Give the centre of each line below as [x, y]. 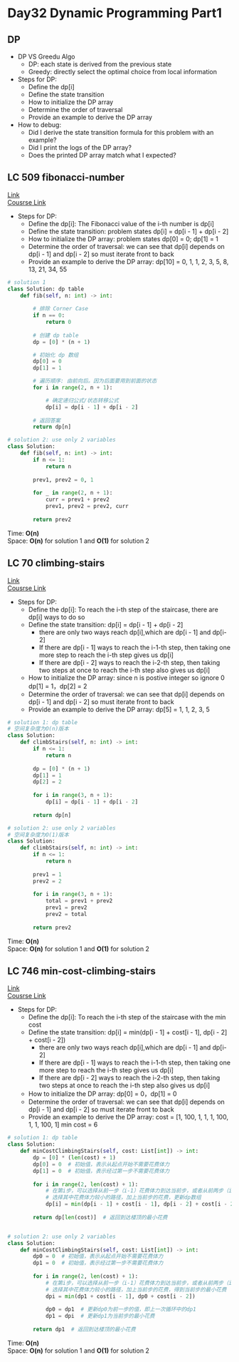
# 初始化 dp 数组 [56, 355]
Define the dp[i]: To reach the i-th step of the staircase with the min [127, 1017]
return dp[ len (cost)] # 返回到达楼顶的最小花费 [100, 1217]
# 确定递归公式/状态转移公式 [82, 400]
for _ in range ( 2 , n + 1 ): [73, 493]
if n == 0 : [49, 315]
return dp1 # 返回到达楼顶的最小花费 [85, 1330]
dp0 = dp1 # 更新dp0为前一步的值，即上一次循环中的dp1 [121, 1310]
